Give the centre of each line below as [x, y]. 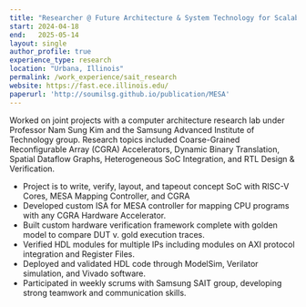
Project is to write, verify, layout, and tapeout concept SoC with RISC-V [156, 186]
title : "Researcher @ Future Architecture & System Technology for [140, 18]
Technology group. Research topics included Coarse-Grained [125, 139]
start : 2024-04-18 [44, 26]
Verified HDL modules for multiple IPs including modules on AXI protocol [158, 244]
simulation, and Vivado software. [84, 273]
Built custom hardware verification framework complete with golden [150, 225]
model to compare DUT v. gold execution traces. [113, 234]
